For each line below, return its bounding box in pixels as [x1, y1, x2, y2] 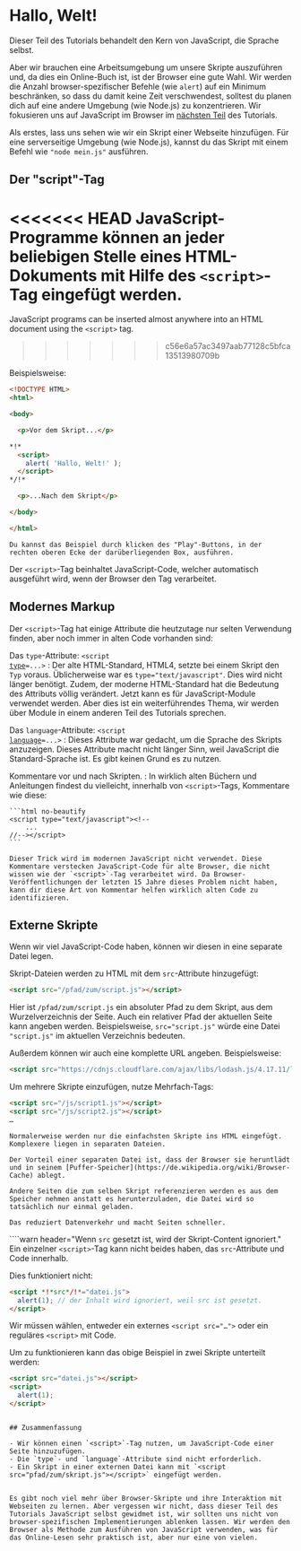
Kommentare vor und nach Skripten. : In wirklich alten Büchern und [9, 771, 257, 781]
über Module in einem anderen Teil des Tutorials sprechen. [9, 707, 227, 718]
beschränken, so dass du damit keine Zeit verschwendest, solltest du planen [9, 91, 292, 101]
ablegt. [37, 1171, 66, 1180]
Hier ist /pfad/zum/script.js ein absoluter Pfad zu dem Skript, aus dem [9, 1002, 273, 1013]
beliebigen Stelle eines [9, 246, 182, 266]
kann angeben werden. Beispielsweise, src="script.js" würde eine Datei [9, 1021, 280, 1032]
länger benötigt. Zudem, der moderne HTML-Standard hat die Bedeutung [9, 678, 279, 689]
